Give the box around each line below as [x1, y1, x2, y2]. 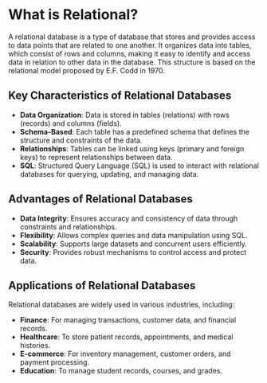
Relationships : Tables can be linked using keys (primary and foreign [19, 143, 245, 153]
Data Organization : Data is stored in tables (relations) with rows [19, 110, 230, 119]
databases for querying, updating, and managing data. [19, 169, 199, 178]
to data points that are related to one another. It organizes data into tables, [8, 40, 252, 49]
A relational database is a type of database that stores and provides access [8, 32, 256, 41]
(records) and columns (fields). [19, 118, 122, 128]
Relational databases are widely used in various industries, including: [8, 300, 235, 310]
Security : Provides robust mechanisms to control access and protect [19, 247, 247, 256]
